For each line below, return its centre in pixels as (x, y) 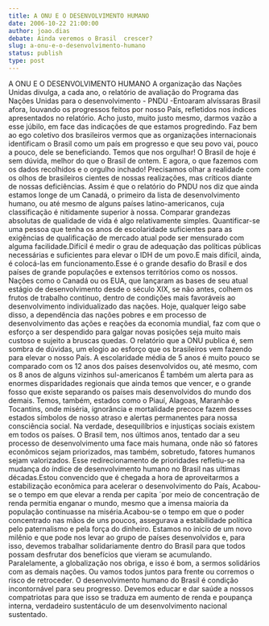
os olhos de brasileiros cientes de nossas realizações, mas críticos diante (130, 177)
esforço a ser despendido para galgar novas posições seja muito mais (125, 332)
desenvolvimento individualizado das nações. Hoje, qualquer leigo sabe (127, 306)
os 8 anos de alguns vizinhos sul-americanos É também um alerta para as (131, 375)
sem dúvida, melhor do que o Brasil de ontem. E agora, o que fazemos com (133, 160)
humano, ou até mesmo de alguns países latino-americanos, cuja (116, 203)
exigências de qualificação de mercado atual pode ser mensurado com (126, 238)
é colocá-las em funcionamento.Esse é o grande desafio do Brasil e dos (128, 263)
